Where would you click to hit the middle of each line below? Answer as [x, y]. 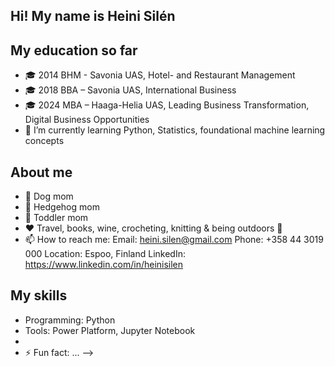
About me [41, 172]
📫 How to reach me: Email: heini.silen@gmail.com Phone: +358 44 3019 [174, 240]
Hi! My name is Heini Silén [93, 16]
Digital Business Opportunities [87, 120]
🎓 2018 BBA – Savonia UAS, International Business [130, 90]
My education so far [74, 50]
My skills [39, 295]
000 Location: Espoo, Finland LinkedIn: [105, 254]
